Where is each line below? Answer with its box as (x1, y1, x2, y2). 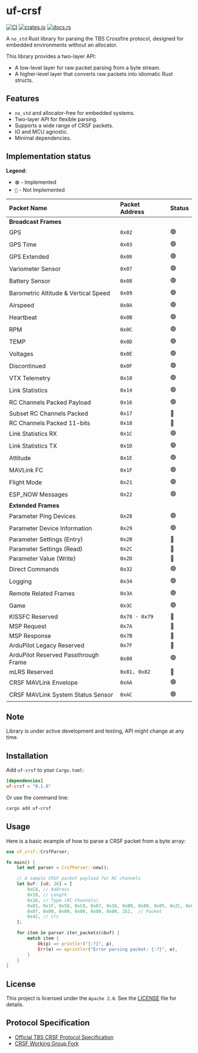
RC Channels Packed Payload (9, 399, 91, 407)
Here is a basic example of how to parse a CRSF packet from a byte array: (6, 837, 186, 845)
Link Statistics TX (9, 442, 57, 450)
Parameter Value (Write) (9, 554, 76, 562)
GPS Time (9, 240, 37, 249)
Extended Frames (9, 501, 60, 509)
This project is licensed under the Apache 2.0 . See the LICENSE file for (6, 995, 177, 1002)
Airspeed (9, 302, 34, 310)
